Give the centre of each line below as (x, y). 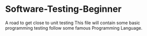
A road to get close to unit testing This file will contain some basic (73, 23)
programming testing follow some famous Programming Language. (74, 28)
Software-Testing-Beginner (64, 9)
